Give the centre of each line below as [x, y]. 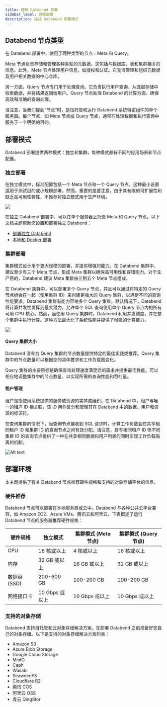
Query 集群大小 [21, 342]
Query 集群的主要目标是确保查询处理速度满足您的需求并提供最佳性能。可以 [82, 370]
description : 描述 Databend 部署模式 [42, 19]
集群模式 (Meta [93, 534]
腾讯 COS [22, 687]
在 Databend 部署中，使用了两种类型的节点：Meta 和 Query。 [68, 53]
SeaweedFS [25, 676]
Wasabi [20, 670]
